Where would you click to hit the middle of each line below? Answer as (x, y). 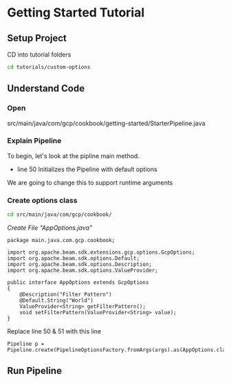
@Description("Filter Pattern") (66, 295)
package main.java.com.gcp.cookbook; (61, 241)
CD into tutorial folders (39, 54)
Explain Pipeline (34, 141)
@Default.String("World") (57, 300)
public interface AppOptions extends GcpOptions (78, 283)
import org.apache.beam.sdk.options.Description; (80, 265)
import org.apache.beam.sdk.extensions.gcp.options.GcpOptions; (101, 252)
